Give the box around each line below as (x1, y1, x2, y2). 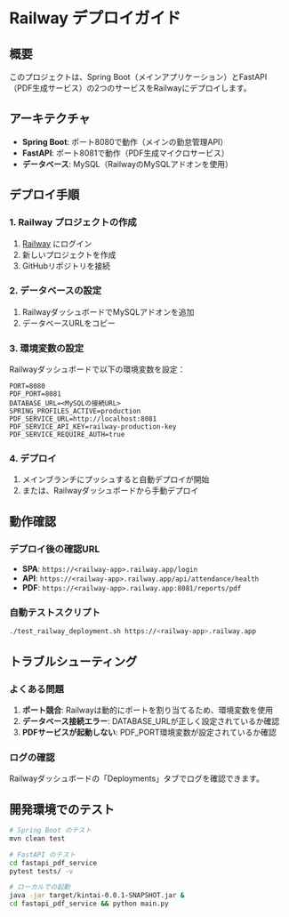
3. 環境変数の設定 (9, 342, 84, 354)
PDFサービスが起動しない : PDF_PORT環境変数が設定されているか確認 (21, 727, 277, 737)
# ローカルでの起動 (9, 882, 71, 892)
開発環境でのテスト (9, 801, 115, 816)
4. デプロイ (9, 453, 57, 465)
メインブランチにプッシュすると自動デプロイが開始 (21, 474, 210, 485)
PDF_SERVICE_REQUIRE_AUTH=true (9, 430, 125, 439)
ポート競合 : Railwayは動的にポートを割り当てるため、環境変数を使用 (21, 704, 274, 715)
